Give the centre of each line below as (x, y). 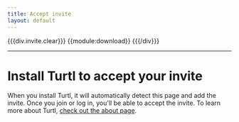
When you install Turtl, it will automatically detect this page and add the (112, 96)
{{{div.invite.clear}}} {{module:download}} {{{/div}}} (84, 40)
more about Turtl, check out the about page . (72, 111)
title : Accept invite (39, 14)
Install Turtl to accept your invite (105, 76)
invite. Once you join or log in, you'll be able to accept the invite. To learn (114, 103)
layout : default (31, 21)
